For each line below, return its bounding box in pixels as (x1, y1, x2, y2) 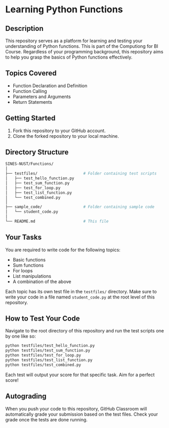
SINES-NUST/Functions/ (5, 161, 54, 166)
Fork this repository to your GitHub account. (12, 127, 106, 134)
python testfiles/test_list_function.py (5, 358, 93, 363)
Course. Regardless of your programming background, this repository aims (5, 49, 164, 54)
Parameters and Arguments (12, 94, 71, 100)
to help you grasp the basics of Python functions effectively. (5, 54, 133, 60)
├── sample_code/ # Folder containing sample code (5, 204, 155, 210)
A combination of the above (12, 278, 72, 285)
